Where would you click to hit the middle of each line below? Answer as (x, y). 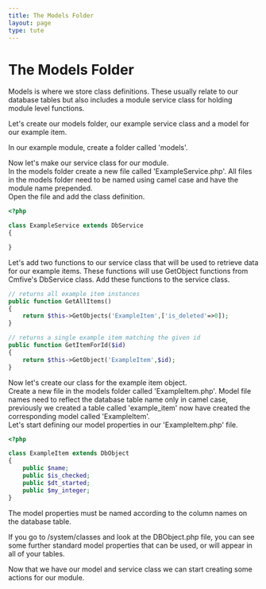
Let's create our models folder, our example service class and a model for (129, 124)
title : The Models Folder (51, 15)
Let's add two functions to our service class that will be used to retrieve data (133, 262)
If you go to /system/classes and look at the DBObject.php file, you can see (131, 537)
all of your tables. (37, 553)
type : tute (26, 30)
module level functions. (46, 109)
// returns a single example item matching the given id (104, 338)
